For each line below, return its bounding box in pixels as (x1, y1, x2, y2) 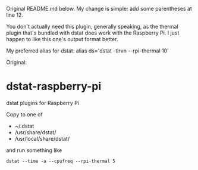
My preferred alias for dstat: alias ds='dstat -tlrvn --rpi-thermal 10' (6, 47, 169, 54)
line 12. (6, 11, 24, 18)
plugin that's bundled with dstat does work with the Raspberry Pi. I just (6, 29, 180, 36)
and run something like (6, 146, 62, 154)
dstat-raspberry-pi (6, 80, 102, 93)
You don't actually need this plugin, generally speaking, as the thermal (6, 23, 178, 30)
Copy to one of (6, 110, 43, 118)
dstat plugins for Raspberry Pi (6, 99, 79, 106)
